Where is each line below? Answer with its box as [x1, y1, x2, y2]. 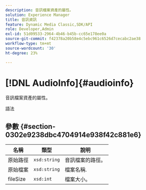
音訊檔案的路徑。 [65, 157, 106, 164]
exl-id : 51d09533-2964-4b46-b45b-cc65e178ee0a [5, 31, 107, 36]
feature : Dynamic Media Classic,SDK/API [5, 22, 93, 27]
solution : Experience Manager [5, 12, 70, 17]
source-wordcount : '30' [5, 46, 56, 51]
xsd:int [33, 176, 52, 182]
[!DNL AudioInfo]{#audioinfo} [5, 77, 134, 89]
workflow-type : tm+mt [5, 41, 52, 46]
